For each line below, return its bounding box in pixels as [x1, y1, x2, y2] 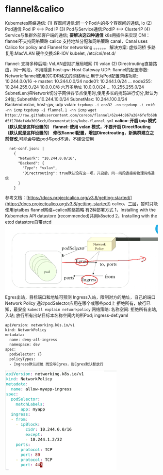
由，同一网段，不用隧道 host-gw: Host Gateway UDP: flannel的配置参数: [5, 66, 149, 72]
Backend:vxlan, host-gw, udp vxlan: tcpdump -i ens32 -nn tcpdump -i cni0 [5, 101, 155, 107]
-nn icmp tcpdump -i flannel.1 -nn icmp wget [5, 108, 97, 113]
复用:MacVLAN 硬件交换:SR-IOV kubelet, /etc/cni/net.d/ [5, 50, 116, 56]
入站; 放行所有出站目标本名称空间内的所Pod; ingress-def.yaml [5, 312, 129, 318]
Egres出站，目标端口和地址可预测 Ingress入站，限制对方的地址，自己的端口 [5, 294, 156, 300]
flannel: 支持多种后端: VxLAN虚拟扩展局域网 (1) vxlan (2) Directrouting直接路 [5, 61, 158, 66]
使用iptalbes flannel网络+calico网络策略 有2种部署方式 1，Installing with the [5, 207, 156, 213]
